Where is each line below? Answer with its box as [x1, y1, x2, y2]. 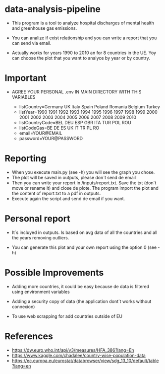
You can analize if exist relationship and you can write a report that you [11, 35, 157, 41]
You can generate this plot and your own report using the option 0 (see [11, 244, 157, 250]
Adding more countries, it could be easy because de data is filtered [11, 283, 150, 289]
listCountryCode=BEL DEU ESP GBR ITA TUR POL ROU [19, 119, 132, 125]
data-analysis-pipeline [4, 3, 101, 15]
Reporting [4, 153, 47, 164]
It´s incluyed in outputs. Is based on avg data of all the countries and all [11, 229, 158, 235]
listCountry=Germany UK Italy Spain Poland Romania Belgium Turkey [19, 103, 161, 110]
